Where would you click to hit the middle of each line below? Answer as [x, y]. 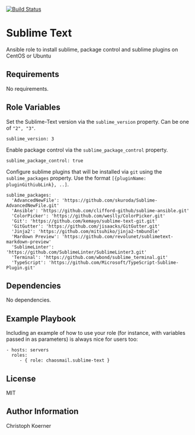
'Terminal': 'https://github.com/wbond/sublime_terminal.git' [90, 257]
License [21, 378]
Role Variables [33, 108]
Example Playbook [41, 319]
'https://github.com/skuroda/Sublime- [110, 200]
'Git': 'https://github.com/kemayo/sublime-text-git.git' [85, 221]
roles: [20, 356]
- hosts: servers [28, 350]
